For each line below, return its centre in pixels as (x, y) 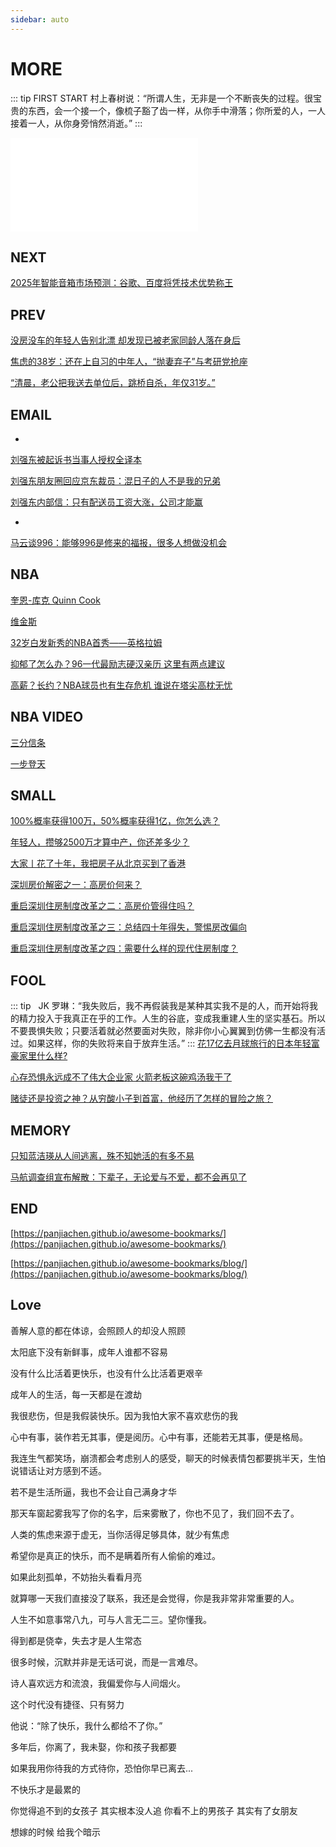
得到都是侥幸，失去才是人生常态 (76, 1640)
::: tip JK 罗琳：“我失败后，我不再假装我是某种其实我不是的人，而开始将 (160, 1006)
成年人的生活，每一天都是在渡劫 (76, 1394)
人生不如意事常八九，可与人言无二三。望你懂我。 (111, 1619)
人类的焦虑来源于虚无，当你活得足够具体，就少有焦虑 (120, 1534)
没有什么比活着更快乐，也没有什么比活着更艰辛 (106, 1373)
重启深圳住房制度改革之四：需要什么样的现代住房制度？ (124, 948)
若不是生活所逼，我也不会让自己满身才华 (93, 1492)
